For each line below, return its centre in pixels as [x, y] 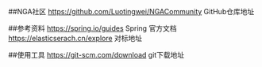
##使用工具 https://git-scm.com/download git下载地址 [96, 55]
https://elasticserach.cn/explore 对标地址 [75, 38]
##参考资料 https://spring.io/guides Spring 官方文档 [92, 28]
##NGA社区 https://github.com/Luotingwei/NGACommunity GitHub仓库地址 [131, 11]
